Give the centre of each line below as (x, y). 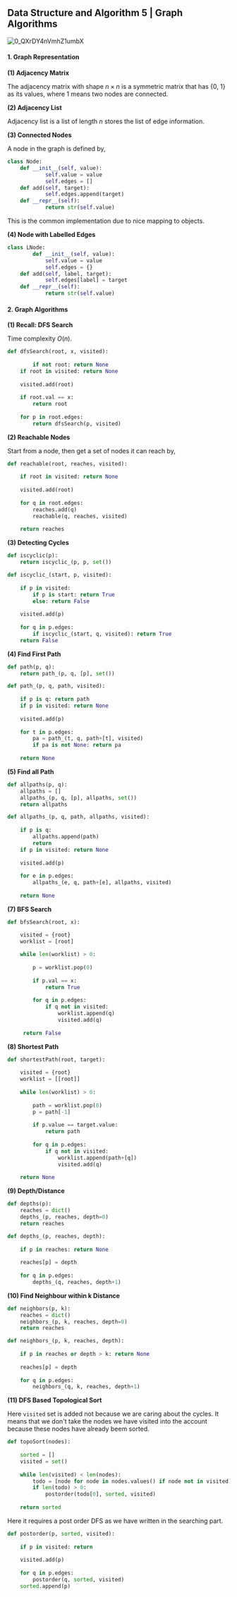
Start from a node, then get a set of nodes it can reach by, (92, 451)
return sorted (41, 1507)
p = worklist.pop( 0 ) (63, 968)
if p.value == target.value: (75, 1125)
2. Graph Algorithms (38, 309)
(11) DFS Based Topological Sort (55, 1400)
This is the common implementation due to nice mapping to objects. (106, 221)
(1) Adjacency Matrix (38, 73)
